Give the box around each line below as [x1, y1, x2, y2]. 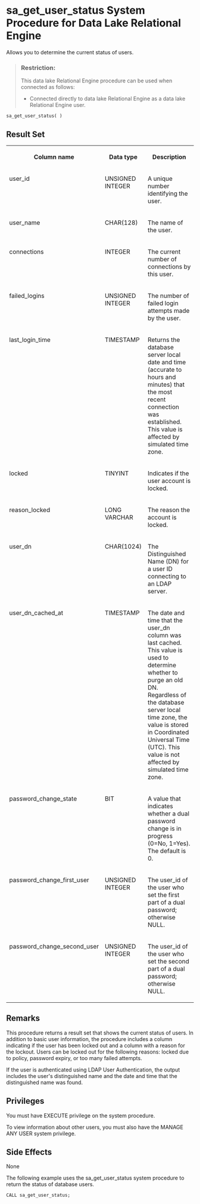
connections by [148, 263, 191, 271]
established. [148, 418, 182, 426]
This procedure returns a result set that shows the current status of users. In [6, 1029, 193, 1036]
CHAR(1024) [104, 543, 142, 551]
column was [148, 631, 182, 639]
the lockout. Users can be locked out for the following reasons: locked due [6, 1048, 189, 1055]
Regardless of [148, 691, 186, 699]
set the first [148, 891, 180, 899]
